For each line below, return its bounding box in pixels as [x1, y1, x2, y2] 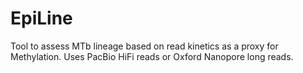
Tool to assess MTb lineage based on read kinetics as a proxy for [10, 40, 279, 52]
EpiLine [10, 7, 73, 30]
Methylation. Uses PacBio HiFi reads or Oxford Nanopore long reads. [10, 50, 294, 62]
